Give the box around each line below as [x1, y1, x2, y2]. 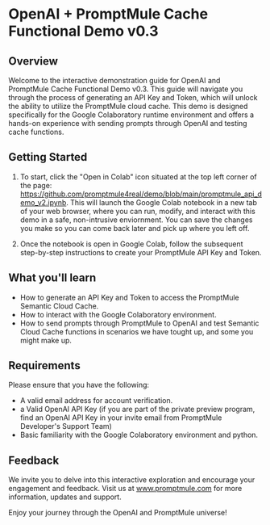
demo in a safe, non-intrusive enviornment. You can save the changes [19, 215, 253, 225]
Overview [8, 54, 59, 68]
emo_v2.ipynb [19, 197, 67, 207]
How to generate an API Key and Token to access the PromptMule [19, 292, 239, 302]
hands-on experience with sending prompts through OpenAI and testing [8, 119, 247, 128]
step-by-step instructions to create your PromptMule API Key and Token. [19, 247, 262, 257]
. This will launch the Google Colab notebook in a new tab [65, 197, 258, 207]
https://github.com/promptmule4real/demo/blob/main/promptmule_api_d [19, 189, 262, 199]
